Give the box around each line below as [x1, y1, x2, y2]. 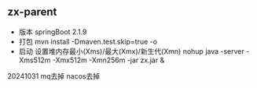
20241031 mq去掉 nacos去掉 [7, 71, 100, 80]
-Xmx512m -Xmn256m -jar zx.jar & [52, 55, 165, 65]
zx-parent [7, 5, 57, 19]
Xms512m [18, 55, 51, 65]
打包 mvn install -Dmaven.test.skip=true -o [18, 37, 158, 46]
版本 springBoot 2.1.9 [18, 26, 87, 37]
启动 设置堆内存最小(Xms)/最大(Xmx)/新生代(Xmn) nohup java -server [18, 46, 245, 56]
